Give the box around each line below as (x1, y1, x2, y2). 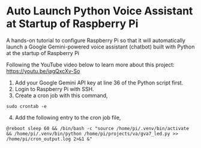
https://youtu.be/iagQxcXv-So (6, 67, 80, 74)
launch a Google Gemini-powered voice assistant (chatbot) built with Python (6, 43, 195, 50)
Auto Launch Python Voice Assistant (6, 4, 193, 18)
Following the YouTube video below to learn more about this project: (6, 61, 175, 68)
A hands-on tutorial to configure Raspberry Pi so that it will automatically (6, 37, 186, 44)
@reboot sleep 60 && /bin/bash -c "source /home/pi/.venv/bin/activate (6, 125, 189, 131)
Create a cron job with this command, (14, 92, 108, 99)
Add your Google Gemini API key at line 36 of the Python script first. (14, 79, 184, 86)
